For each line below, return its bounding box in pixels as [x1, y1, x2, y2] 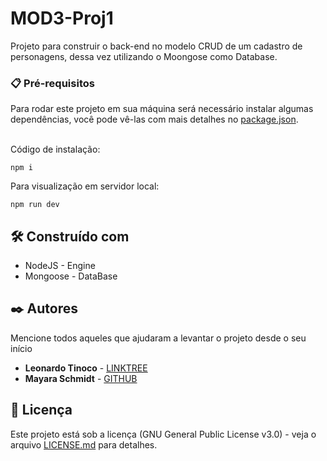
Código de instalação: [10, 143, 101, 156]
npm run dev [10, 200, 60, 210]
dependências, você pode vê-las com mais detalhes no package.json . [10, 113, 299, 126]
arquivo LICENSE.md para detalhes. [10, 438, 158, 451]
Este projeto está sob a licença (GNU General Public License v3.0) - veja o [10, 428, 317, 440]
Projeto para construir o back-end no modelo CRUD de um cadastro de [10, 40, 303, 52]
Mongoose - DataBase [24, 270, 118, 282]
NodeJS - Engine [24, 260, 96, 272]
